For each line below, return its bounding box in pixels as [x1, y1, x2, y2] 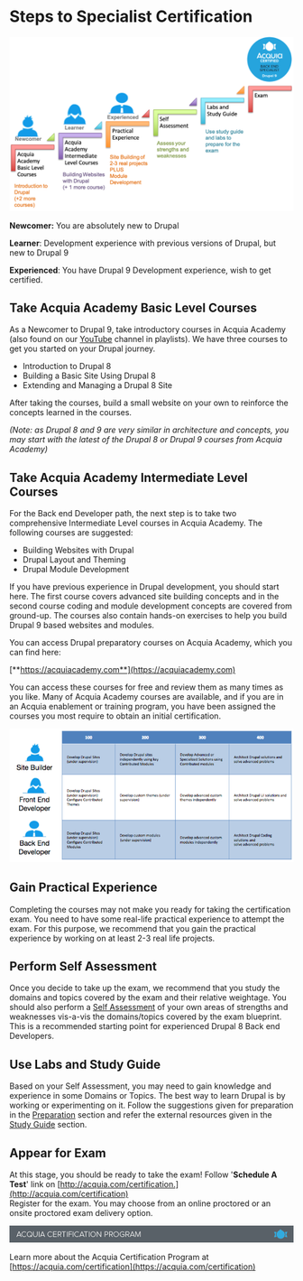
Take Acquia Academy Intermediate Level [9, 469, 248, 485]
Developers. [9, 1031, 54, 1042]
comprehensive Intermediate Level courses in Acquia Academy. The [9, 517, 263, 529]
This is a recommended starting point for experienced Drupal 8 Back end [9, 1021, 280, 1032]
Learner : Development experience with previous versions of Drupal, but [9, 237, 277, 248]
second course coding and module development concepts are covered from [9, 600, 293, 611]
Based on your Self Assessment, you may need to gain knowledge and [9, 1081, 272, 1091]
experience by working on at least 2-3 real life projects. [9, 933, 216, 943]
